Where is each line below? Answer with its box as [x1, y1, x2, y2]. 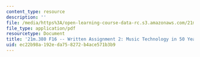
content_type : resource [6, 8, 65, 15]
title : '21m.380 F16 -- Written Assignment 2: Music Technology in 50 [6, 36, 185, 42]
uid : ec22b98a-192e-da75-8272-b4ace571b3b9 [6, 42, 116, 48]
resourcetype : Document [6, 31, 65, 37]
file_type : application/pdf [6, 25, 76, 31]
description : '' [6, 14, 46, 20]
